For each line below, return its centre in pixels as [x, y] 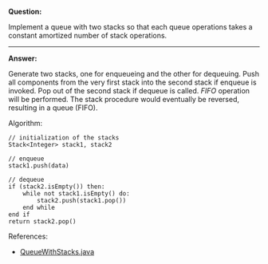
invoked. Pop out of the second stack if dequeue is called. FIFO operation [129, 91]
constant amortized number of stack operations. [88, 35]
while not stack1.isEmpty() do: [76, 194]
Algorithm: [25, 123]
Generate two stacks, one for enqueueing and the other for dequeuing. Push [134, 74]
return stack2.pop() [43, 222]
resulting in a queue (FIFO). [53, 108]
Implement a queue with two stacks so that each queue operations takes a [130, 27]
